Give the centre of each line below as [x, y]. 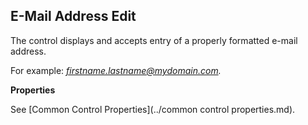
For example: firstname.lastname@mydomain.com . [116, 70]
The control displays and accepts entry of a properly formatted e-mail [154, 40]
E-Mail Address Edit [73, 16]
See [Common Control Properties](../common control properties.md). [153, 109]
